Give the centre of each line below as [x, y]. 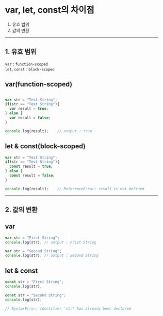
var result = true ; [29, 109]
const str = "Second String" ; [36, 295]
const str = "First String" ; [34, 282]
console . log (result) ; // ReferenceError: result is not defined [75, 189]
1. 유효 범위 [21, 52]
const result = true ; [31, 167]
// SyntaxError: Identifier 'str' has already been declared [68, 308]
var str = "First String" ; [32, 238]
